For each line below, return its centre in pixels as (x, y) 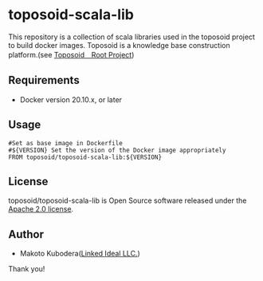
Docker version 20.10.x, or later (71, 99)
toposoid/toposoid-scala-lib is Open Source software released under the (128, 200)
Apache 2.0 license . (41, 209)
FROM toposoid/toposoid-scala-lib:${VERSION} (85, 157)
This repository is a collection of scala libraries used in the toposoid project (131, 37)
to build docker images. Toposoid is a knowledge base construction (119, 45)
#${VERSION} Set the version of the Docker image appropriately (117, 150)
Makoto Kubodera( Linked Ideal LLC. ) (80, 254)
